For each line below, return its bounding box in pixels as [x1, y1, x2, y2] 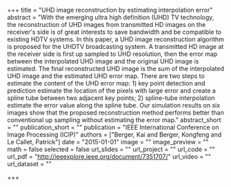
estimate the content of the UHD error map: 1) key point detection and [7, 79, 205, 87]
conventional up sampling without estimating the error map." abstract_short [7, 116, 221, 124]
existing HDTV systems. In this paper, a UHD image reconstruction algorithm [7, 35, 224, 43]
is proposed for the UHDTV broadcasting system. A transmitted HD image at [7, 43, 224, 50]
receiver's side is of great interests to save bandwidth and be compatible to [7, 28, 222, 36]
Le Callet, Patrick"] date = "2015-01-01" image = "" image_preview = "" [7, 138, 209, 146]
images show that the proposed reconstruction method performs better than [7, 108, 224, 117]
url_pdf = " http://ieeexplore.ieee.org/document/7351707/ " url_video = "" [7, 152, 212, 161]
